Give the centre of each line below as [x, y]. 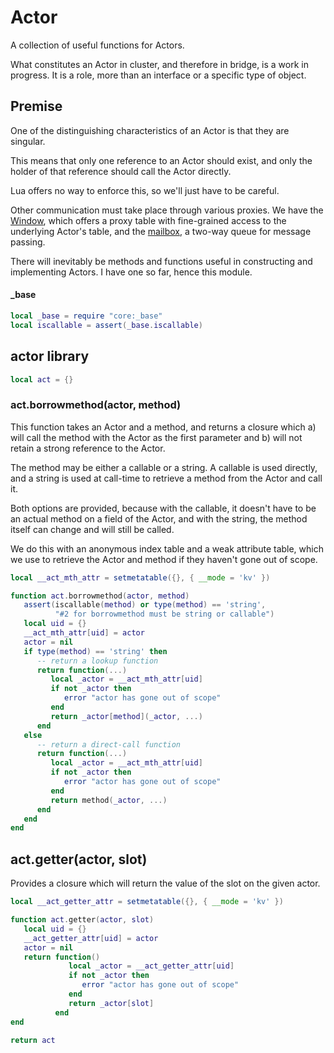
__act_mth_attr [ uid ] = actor [84, 633]
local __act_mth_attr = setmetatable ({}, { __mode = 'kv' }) [140, 577]
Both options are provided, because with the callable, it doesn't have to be [163, 508]
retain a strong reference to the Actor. [88, 448]
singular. [28, 141]
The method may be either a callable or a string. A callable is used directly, [164, 467]
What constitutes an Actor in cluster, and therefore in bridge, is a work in [159, 64]
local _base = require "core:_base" [86, 316]
